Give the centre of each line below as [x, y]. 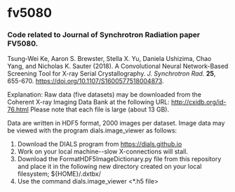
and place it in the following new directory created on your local [109, 167]
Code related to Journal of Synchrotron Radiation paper [104, 35]
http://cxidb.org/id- [199, 102]
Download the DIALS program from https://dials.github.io [100, 144]
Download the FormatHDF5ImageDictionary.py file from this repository [119, 159]
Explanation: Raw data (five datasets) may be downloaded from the [105, 95]
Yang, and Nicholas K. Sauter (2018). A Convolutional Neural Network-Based [118, 66]
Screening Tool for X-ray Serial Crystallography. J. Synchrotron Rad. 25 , [112, 74]
